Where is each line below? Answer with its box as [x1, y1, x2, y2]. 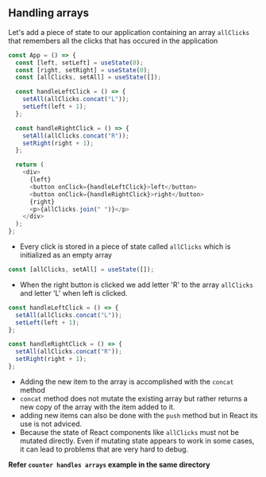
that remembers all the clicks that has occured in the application [8, 36, 218, 45]
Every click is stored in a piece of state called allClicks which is [19, 242, 231, 251]
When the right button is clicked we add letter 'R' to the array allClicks [19, 280, 254, 289]
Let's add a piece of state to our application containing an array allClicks [8, 27, 250, 37]
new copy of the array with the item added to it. [19, 401, 175, 412]
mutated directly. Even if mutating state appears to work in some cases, [19, 436, 255, 445]
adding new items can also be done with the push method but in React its [19, 410, 258, 420]
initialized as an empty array [19, 250, 113, 260]
